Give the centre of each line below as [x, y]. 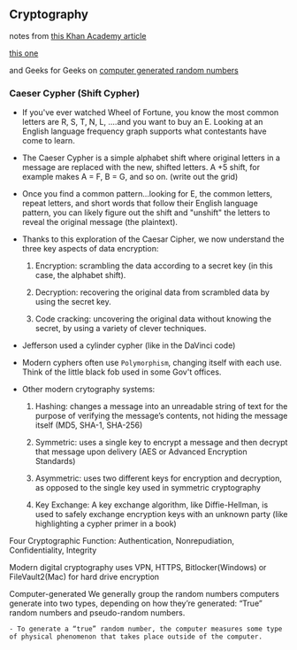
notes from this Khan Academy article [78, 35]
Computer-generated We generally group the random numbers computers [145, 594]
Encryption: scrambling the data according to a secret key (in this [154, 266]
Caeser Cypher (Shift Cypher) [74, 93]
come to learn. [48, 141]
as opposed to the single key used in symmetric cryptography [148, 488]
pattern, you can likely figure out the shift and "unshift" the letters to [146, 213]
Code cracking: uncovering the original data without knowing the [153, 319]
